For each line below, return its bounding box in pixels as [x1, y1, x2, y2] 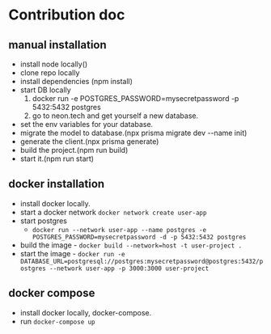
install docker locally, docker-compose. [19, 307, 152, 317]
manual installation [8, 38, 107, 52]
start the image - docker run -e [19, 248, 125, 258]
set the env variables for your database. [19, 120, 154, 129]
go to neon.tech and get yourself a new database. [32, 111, 199, 120]
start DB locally [19, 85, 71, 95]
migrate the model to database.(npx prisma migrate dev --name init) [19, 128, 248, 137]
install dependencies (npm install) [19, 77, 133, 86]
